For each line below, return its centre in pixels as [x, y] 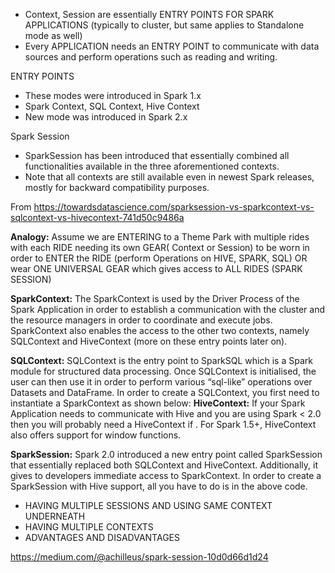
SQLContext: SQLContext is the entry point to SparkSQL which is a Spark [161, 360]
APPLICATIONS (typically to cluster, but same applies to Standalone [164, 25]
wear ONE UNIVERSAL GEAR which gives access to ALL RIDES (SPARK [156, 268]
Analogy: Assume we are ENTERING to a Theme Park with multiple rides [160, 237]
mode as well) [53, 35]
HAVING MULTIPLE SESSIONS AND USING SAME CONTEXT [148, 505]
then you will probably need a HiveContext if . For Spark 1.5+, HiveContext [163, 424]
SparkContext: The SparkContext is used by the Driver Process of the [155, 298]
